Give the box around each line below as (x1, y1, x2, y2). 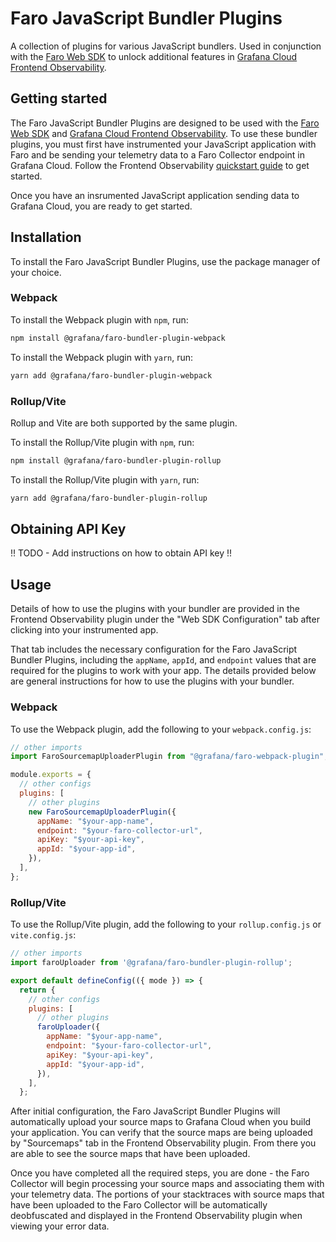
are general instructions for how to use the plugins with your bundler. (10, 675, 295, 687)
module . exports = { (10, 770, 92, 780)
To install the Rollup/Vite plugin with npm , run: (10, 436, 195, 448)
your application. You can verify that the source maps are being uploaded (10, 1127, 313, 1139)
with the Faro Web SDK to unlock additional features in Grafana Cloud (10, 50, 298, 62)
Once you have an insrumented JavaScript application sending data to (10, 189, 300, 201)
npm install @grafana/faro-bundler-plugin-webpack (10, 333, 226, 343)
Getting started (10, 90, 108, 107)
